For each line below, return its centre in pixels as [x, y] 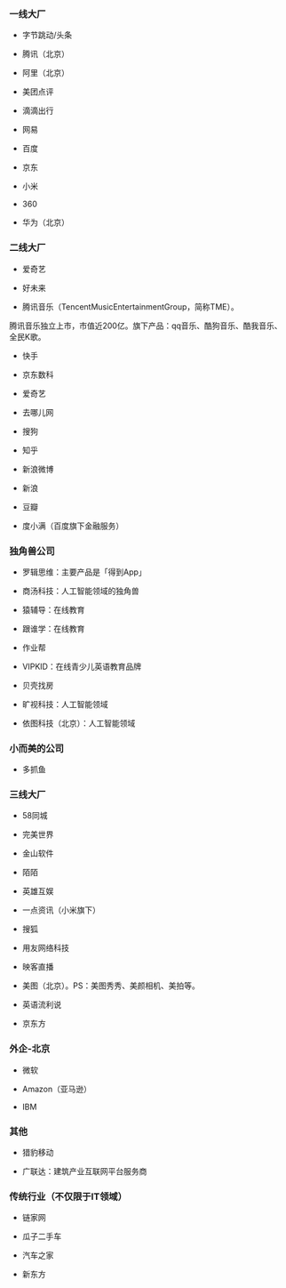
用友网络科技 [45, 948]
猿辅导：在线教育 [53, 609]
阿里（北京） [45, 73]
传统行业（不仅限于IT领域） [68, 1196]
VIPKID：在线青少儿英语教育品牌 [82, 666]
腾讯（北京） [45, 54]
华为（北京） [45, 222]
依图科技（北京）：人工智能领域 [79, 723]
